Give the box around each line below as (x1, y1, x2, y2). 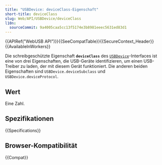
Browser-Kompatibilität (5, 142, 78, 150)
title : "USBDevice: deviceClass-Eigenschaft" (5, 7, 98, 12)
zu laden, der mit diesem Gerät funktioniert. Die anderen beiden (20, 64, 148, 69)
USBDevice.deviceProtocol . (5, 74, 59, 80)
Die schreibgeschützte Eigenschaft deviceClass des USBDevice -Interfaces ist (5, 53, 157, 59)
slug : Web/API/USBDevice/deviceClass (5, 16, 81, 21)
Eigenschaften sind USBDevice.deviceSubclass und (5, 68, 106, 74)
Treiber (5, 64, 19, 69)
